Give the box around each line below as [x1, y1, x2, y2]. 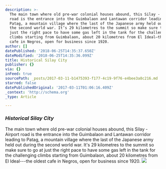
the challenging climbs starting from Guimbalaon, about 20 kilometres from [5, 152, 158, 158]
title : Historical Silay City [5, 58, 68, 63]
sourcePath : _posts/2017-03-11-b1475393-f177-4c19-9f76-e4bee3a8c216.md [5, 76, 158, 81]
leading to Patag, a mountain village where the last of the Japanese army [5, 136, 154, 142]
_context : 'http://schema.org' [5, 90, 70, 95]
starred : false [5, 80, 37, 85]
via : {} [5, 67, 21, 72]
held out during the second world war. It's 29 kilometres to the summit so [5, 141, 154, 148]
